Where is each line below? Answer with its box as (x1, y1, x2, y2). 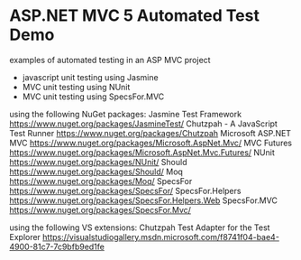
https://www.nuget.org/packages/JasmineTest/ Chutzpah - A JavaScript (9, 118, 278, 129)
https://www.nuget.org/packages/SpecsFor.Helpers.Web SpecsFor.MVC (9, 195, 278, 206)
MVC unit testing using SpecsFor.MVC (22, 91, 165, 102)
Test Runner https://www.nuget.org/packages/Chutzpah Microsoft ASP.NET (9, 127, 291, 138)
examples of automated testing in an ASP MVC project (9, 54, 211, 65)
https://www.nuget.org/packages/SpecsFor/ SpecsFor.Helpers (9, 185, 242, 196)
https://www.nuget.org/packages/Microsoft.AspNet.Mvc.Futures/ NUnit (9, 146, 275, 158)
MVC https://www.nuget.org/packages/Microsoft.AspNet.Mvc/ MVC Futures (9, 137, 293, 148)
